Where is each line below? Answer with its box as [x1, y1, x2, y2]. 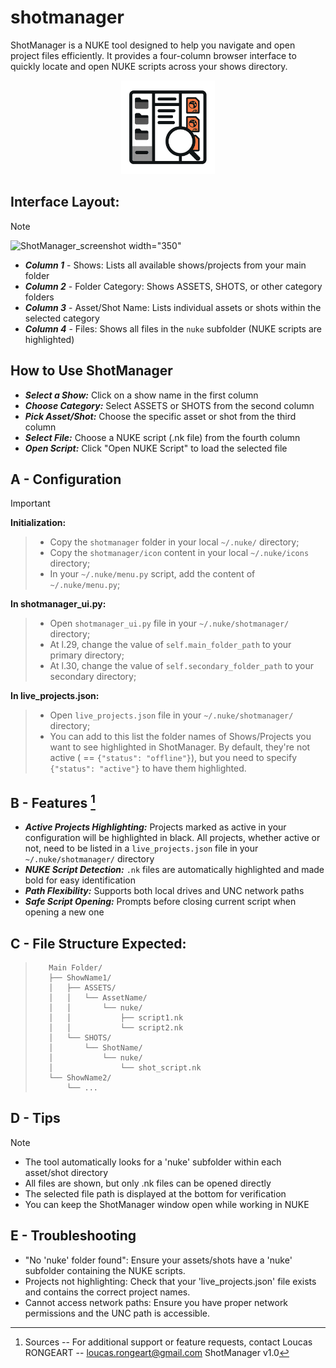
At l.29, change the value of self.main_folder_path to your [49, 639, 292, 651]
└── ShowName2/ [48, 1073, 112, 1083]
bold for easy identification [24, 874, 136, 886]
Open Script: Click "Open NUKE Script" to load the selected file [24, 442, 288, 454]
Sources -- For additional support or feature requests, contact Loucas [24, 1336, 313, 1348]
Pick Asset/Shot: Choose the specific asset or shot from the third [24, 410, 297, 422]
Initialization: [10, 517, 67, 529]
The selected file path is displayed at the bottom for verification [24, 1187, 287, 1200]
